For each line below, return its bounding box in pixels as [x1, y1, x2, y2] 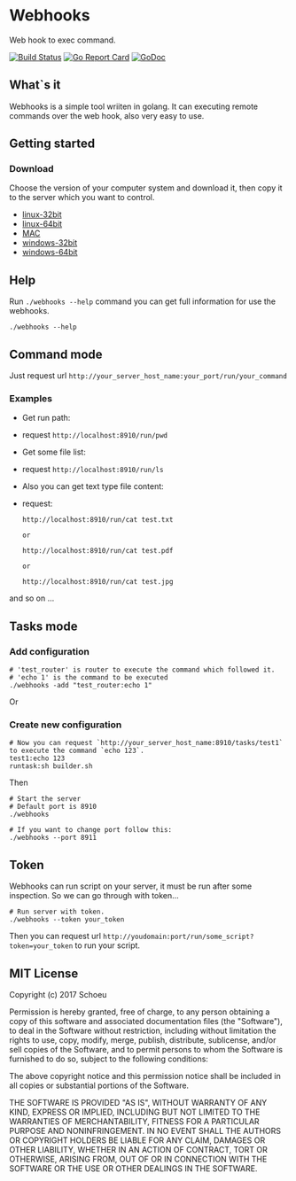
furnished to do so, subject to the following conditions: [9, 1053, 208, 1064]
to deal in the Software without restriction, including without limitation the [9, 1025, 277, 1036]
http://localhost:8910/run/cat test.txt [21, 516, 174, 524]
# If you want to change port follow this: [9, 826, 173, 835]
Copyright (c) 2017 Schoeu [9, 989, 107, 999]
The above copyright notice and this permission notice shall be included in [9, 1070, 281, 1081]
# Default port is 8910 [9, 803, 97, 812]
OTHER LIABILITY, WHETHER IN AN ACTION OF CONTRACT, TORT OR [9, 1144, 268, 1154]
